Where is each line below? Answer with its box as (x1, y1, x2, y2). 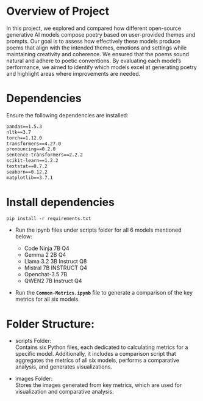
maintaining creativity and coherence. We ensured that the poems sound (6, 50, 190, 57)
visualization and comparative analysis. (15, 388, 114, 395)
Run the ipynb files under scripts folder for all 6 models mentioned (15, 226, 182, 234)
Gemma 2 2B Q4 (24, 251, 66, 259)
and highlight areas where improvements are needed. (6, 70, 141, 77)
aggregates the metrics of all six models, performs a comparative (15, 356, 180, 364)
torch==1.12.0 (6, 134, 43, 141)
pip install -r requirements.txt (6, 215, 91, 221)
